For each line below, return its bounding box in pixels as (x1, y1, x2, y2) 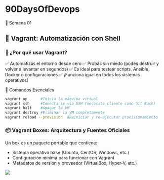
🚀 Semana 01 (5, 20, 32, 26)
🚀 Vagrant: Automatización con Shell (5, 34, 121, 43)
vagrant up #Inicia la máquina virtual (5, 96, 98, 101)
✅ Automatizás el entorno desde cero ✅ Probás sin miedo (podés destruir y (5, 60, 159, 66)
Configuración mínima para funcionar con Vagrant (12, 155, 115, 161)
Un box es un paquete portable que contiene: (5, 140, 98, 146)
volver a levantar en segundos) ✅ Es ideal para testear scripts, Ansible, (5, 66, 150, 72)
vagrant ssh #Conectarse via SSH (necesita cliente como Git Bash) (5, 101, 156, 106)
